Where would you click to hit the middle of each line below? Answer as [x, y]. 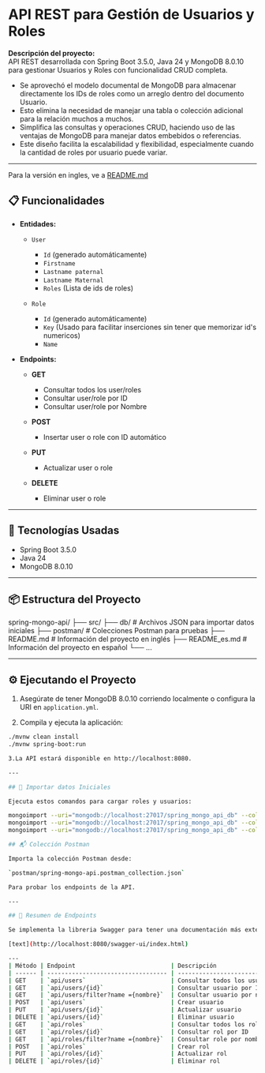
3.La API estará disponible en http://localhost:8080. [100, 758]
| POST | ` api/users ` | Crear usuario [116, 1003]
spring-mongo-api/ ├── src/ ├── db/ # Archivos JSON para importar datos [131, 622]
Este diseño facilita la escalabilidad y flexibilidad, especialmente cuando [136, 144]
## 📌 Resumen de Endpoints [52, 916]
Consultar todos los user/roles [92, 389]
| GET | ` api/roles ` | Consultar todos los [127, 1024]
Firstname [59, 263]
